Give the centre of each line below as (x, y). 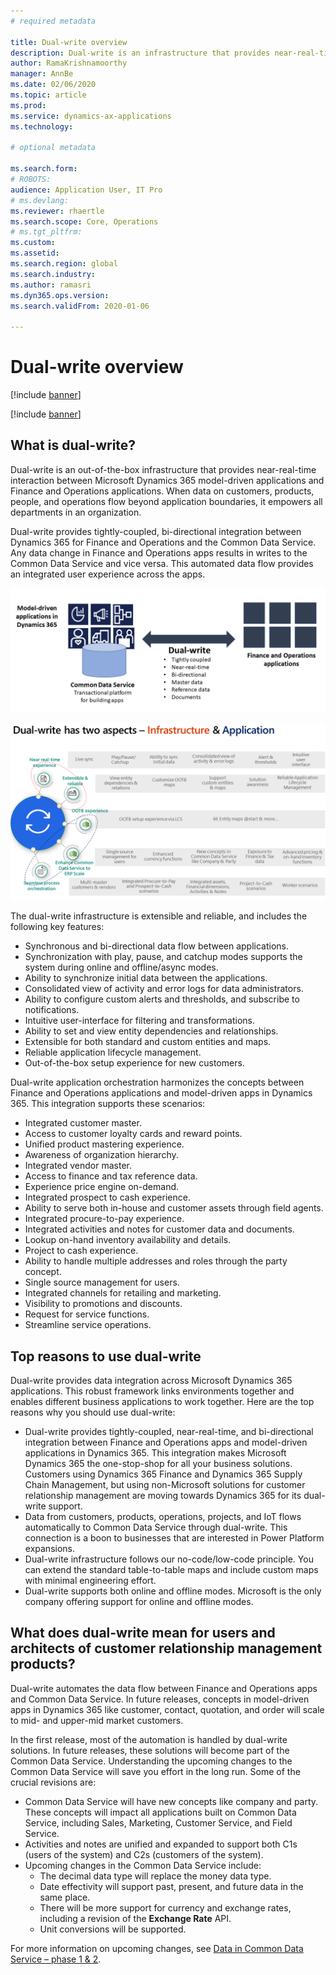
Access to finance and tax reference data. (111, 1176)
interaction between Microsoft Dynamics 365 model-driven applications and (167, 480)
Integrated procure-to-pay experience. (104, 1219)
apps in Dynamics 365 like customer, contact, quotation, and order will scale (167, 1709)
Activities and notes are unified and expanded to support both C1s (161, 1844)
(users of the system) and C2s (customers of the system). (144, 1854)
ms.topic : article (48, 95)
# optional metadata (53, 148)
